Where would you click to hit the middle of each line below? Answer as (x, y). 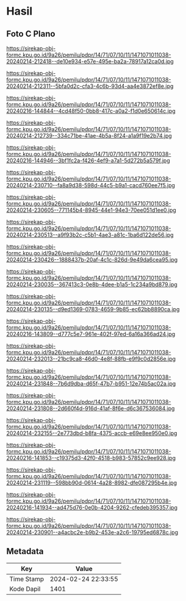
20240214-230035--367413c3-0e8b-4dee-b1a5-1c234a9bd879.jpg (92, 284)
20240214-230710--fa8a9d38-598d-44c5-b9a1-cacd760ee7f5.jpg (91, 185)
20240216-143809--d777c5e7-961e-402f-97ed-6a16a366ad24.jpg (91, 334)
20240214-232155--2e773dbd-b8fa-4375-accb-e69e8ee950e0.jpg (92, 433)
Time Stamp (27, 579)
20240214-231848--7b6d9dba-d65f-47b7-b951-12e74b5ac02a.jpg (91, 383)
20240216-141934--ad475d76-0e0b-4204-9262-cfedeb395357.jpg (92, 507)
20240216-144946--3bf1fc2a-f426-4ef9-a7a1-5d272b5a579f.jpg (88, 160)
